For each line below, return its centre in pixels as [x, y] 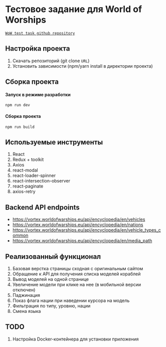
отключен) [24, 290]
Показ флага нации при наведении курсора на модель [71, 300]
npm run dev [18, 105]
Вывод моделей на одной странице [51, 279]
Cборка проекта [32, 82]
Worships [26, 20]
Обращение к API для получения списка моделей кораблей [76, 274]
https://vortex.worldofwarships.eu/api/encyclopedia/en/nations [78, 225]
